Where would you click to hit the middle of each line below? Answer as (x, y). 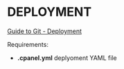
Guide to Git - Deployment (44, 31)
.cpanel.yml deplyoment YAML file (67, 58)
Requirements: (28, 44)
